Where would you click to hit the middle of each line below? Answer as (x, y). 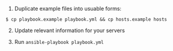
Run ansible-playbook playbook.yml (59, 42)
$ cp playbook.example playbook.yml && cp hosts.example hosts (86, 20)
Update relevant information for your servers (70, 30)
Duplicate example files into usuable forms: (68, 9)
